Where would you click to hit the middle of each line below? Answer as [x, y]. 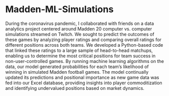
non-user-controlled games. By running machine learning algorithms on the [85, 61]
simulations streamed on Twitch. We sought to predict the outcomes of [80, 34]
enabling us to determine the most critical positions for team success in [80, 56]
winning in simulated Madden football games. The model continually [77, 72]
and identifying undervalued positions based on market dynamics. [75, 88]
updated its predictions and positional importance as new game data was [82, 77]
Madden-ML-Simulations [59, 9]
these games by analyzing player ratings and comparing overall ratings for [83, 40]
